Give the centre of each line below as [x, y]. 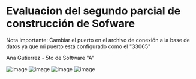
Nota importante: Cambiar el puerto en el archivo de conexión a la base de [98, 40]
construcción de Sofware [71, 23]
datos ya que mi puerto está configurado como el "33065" [79, 46]
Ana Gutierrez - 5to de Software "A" [50, 58]
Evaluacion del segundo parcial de [94, 11]
